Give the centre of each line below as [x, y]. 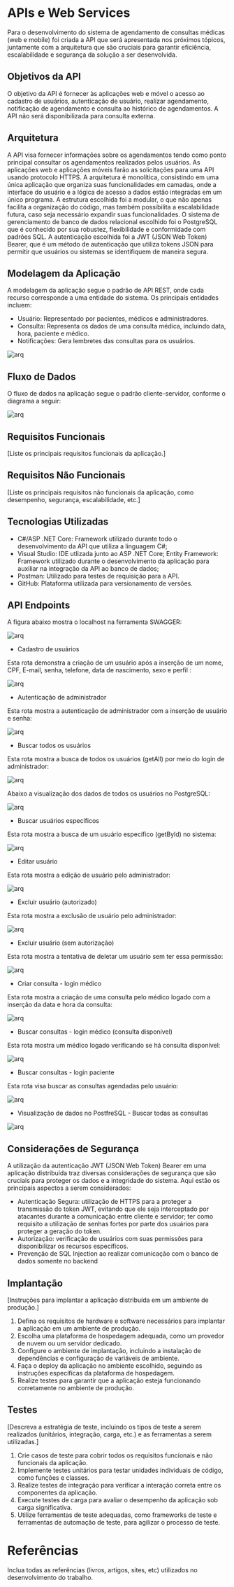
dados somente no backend [58, 1261]
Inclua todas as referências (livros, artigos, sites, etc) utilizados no [102, 1569]
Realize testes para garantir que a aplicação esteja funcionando [109, 1380]
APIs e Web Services [69, 13]
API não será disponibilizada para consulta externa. [81, 116]
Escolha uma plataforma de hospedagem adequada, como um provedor [121, 1336]
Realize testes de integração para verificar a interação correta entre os [119, 1485]
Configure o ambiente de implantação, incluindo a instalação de [109, 1351]
